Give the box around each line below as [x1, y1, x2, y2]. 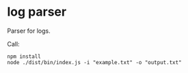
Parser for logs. [7, 27, 51, 35]
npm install [7, 53, 41, 60]
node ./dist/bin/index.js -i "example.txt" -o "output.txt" [7, 59, 183, 65]
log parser [7, 4, 67, 20]
